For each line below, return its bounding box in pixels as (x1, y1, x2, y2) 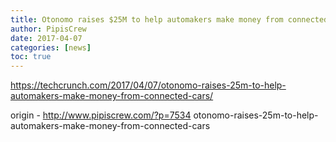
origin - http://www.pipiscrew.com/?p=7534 (10, 109, 192, 121)
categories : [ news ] (10, 42, 92, 53)
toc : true (10, 52, 52, 62)
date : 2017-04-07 (10, 33, 83, 43)
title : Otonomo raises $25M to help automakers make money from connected (10, 14, 329, 25)
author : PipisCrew (10, 24, 87, 34)
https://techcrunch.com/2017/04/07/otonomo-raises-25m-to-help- (10, 79, 287, 91)
